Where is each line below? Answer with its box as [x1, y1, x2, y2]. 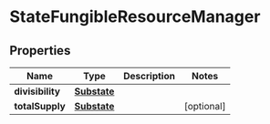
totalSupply [14, 100, 66, 112]
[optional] [183, 100, 226, 112]
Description [122, 70, 176, 82]
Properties [9, 43, 71, 58]
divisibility [14, 85, 61, 98]
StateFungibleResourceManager [9, 6, 261, 27]
